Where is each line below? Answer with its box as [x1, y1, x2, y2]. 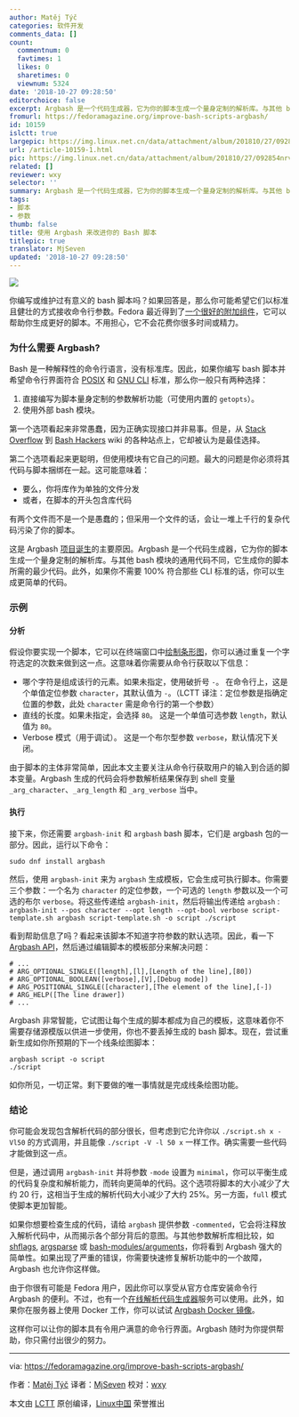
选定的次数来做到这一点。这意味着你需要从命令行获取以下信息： [16, 657, 251, 668]
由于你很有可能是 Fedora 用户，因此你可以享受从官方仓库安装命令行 [9, 1282, 258, 1292]
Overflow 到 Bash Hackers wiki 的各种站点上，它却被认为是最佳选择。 [9, 435, 265, 446]
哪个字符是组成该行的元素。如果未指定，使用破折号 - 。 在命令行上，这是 [21, 677, 288, 688]
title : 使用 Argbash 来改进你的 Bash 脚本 [9, 228, 158, 237]
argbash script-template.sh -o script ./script [56, 914, 238, 922]
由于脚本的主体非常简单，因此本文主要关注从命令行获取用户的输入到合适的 [9, 762, 282, 773]
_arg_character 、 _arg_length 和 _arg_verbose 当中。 [9, 785, 203, 795]
